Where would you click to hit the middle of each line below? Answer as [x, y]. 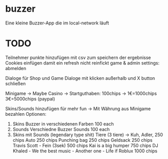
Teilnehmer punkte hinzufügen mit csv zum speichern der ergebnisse [78, 57]
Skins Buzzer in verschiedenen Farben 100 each [63, 124]
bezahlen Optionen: [26, 114]
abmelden [16, 68]
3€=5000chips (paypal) [30, 99]
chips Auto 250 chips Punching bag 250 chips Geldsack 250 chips [82, 140]
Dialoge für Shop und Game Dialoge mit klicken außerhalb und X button [80, 78]
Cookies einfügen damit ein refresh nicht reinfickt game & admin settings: [82, 63]
